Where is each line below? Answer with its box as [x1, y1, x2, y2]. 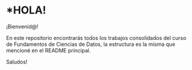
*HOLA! [6, 4, 46, 17]
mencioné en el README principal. [6, 46, 91, 54]
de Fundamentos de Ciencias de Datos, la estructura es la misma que [6, 41, 176, 48]
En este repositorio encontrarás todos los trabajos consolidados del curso [6, 34, 187, 41]
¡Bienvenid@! [6, 23, 39, 30]
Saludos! [6, 58, 28, 65]
